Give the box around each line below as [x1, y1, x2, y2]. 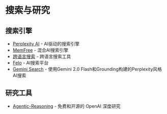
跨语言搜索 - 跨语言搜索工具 [12, 54, 71, 59]
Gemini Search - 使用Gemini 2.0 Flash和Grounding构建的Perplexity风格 [12, 66, 162, 72]
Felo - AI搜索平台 [12, 60, 49, 66]
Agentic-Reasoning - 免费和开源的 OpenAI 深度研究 [12, 103, 121, 109]
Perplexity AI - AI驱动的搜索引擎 [12, 41, 80, 47]
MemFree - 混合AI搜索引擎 [12, 47, 69, 53]
